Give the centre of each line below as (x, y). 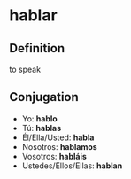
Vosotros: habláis (54, 156)
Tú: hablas (42, 128)
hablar (33, 16)
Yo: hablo (39, 118)
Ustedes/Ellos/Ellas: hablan (72, 166)
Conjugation (44, 97)
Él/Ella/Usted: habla (58, 137)
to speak (25, 69)
